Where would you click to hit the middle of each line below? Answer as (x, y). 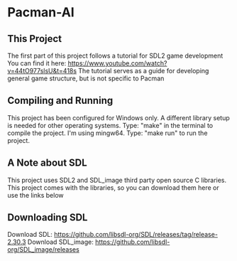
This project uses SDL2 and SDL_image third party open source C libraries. (117, 180)
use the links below (35, 195)
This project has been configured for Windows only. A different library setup (119, 117)
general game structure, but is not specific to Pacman (86, 78)
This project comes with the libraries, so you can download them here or (113, 187)
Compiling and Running (60, 101)
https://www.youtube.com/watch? (117, 63)
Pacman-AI (41, 12)
